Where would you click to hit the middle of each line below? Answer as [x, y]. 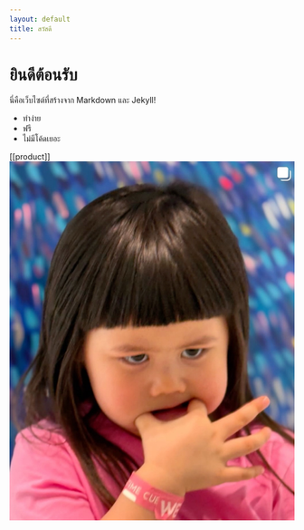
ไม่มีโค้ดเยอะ [41, 139]
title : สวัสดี [31, 29]
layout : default [40, 19]
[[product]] [30, 157]
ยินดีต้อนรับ [43, 75]
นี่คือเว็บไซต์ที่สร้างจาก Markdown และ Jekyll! [83, 101]
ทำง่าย [32, 119]
